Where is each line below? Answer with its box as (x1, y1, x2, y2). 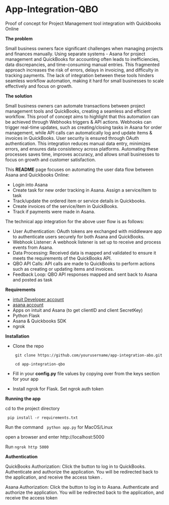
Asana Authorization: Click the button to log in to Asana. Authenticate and (5, 484, 159, 490)
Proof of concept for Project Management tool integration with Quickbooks (5, 20, 161, 26)
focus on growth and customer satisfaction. (5, 156, 96, 163)
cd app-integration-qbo (15, 362, 65, 367)
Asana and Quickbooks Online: (5, 171, 70, 178)
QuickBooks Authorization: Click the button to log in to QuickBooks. (5, 463, 146, 470)
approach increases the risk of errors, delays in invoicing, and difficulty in (5, 67, 159, 73)
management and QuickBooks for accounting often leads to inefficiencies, (5, 56, 160, 62)
